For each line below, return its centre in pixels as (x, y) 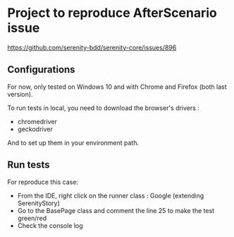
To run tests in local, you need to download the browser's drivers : (103, 108)
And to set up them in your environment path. (73, 142)
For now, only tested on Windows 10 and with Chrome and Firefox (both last (117, 87)
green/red (32, 218)
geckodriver (35, 129)
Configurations (41, 69)
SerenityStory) (38, 203)
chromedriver (37, 121)
